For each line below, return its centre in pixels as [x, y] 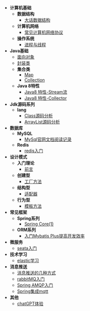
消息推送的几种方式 [36, 273]
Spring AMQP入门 [35, 285]
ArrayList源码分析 [42, 122]
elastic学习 [28, 261]
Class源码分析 [38, 116]
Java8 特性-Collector [45, 98]
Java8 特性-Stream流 [46, 92]
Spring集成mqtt [33, 291]
